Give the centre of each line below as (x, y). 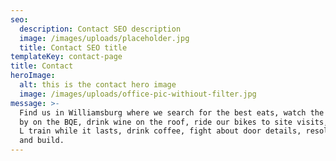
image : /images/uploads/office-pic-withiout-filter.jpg (138, 94)
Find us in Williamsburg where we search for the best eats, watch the (172, 112)
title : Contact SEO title (73, 47)
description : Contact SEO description (100, 29)
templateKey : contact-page (66, 57)
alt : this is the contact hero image (98, 85)
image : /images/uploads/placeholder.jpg (104, 38)
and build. (42, 141)
